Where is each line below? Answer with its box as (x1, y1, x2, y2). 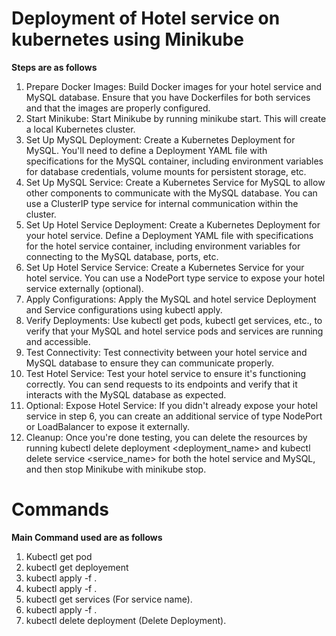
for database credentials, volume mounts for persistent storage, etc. (25, 165, 307, 177)
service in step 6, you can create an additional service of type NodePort (25, 410, 323, 422)
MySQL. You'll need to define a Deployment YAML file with (25, 144, 268, 156)
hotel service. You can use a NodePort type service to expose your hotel (25, 272, 326, 284)
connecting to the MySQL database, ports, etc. (25, 250, 219, 262)
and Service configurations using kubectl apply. (25, 303, 223, 316)
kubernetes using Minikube (11, 28, 244, 51)
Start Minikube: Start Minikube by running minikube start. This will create (25, 112, 327, 124)
